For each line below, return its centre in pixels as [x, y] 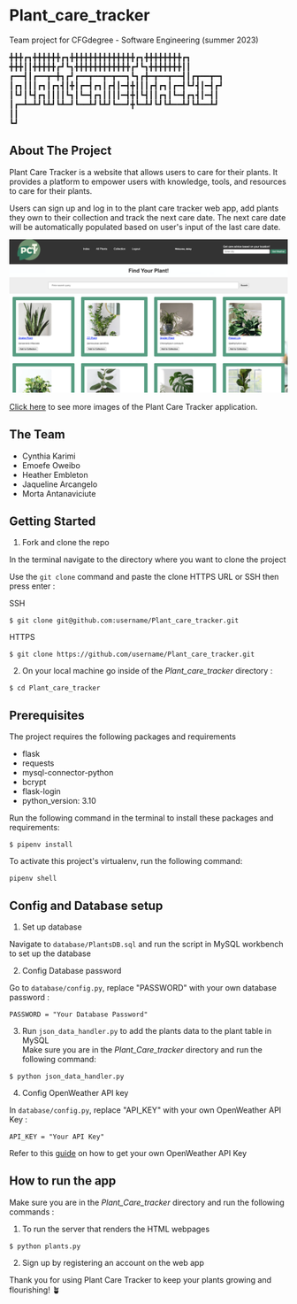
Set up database [52, 927]
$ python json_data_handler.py [67, 1076]
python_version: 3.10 [59, 801]
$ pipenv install [41, 845]
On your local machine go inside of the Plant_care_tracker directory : [147, 671]
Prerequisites [47, 715]
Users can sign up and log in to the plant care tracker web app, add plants [144, 208]
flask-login [42, 791]
